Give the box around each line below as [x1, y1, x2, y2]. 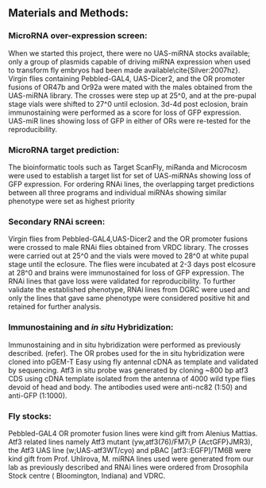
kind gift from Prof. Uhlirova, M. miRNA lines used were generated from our [8, 454, 254, 463]
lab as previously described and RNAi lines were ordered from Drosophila [8, 462, 249, 472]
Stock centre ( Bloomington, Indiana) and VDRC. [8, 470, 166, 480]
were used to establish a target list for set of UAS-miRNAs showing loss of [8, 170, 252, 180]
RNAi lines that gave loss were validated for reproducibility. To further [8, 276, 236, 286]
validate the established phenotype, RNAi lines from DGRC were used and [8, 285, 250, 295]
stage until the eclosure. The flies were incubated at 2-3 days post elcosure [8, 260, 256, 269]
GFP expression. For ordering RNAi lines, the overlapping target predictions [8, 179, 255, 189]
